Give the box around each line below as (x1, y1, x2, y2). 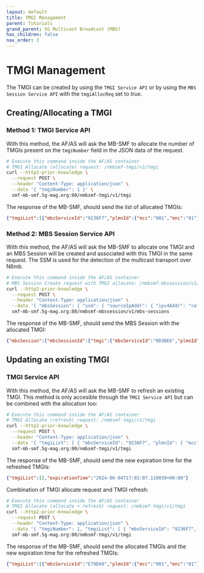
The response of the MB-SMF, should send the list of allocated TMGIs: (6, 203, 183, 210)
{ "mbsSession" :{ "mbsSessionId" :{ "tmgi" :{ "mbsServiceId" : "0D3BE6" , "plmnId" (6, 338, 200, 344)
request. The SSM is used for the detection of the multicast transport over (6, 256, 191, 263)
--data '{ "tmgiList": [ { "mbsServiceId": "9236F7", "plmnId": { (12, 440, 183, 446)
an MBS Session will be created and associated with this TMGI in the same (6, 249, 193, 257)
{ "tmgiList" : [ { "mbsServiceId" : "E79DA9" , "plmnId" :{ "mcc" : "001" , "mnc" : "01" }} (6, 561, 202, 567)
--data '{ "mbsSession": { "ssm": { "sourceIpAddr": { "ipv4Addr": (12, 303, 186, 309)
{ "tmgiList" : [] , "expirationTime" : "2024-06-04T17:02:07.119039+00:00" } (6, 475, 189, 481)
